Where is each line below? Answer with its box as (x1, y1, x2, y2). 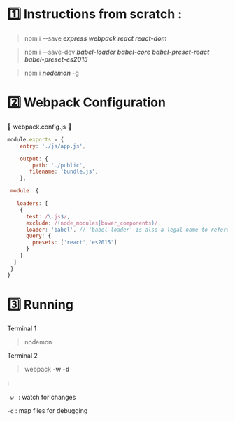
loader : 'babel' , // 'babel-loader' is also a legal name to (25, 226, 208, 233)
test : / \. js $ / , (25, 213, 71, 220)
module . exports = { (7, 136, 64, 143)
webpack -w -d (24, 365, 70, 374)
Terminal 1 (7, 324, 37, 333)
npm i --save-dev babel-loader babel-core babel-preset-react (24, 48, 210, 56)
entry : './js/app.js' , (20, 142, 86, 150)
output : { (20, 155, 49, 162)
